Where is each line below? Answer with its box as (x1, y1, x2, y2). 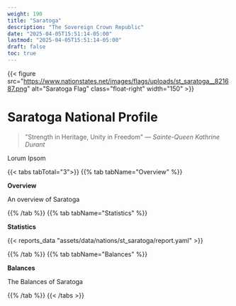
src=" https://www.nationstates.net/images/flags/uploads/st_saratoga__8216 (7, 76, 229, 85)
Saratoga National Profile (7, 109, 158, 125)
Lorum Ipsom (7, 154, 46, 162)
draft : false (7, 43, 46, 50)
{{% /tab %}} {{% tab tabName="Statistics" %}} (7, 208, 147, 217)
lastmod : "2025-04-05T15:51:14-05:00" (7, 37, 122, 44)
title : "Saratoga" (7, 17, 62, 24)
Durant (24, 140, 45, 149)
